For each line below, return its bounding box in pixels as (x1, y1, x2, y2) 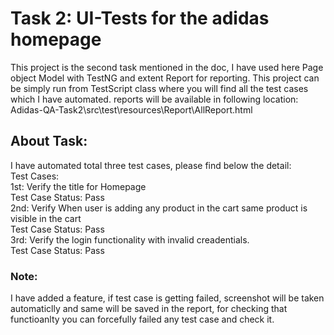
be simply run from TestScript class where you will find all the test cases (10, 82, 309, 94)
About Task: (10, 133, 88, 150)
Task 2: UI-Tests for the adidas (10, 7, 270, 30)
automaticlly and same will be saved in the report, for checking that (10, 303, 288, 315)
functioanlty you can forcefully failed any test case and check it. (10, 313, 275, 326)
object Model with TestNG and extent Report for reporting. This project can (10, 72, 320, 84)
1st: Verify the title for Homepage (10, 180, 147, 192)
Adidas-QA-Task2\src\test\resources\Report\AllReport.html (10, 103, 253, 116)
